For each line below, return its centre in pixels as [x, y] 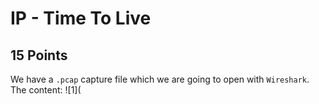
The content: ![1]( [46, 90]
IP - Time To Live [81, 18]
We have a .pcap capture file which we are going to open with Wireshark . [160, 79]
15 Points [39, 55]
